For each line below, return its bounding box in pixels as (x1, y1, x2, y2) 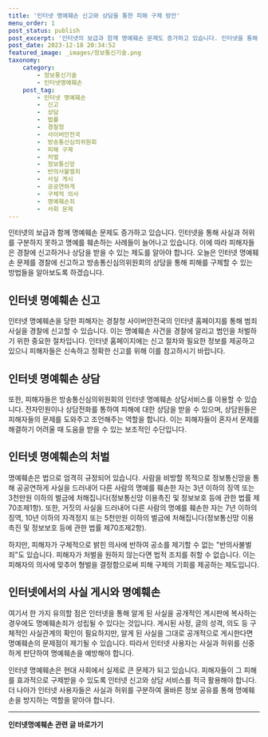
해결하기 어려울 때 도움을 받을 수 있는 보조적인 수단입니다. (8, 424, 187, 434)
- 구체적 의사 (37, 189, 79, 198)
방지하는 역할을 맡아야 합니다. (22, 695, 115, 704)
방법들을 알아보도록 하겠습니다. (8, 268, 105, 277)
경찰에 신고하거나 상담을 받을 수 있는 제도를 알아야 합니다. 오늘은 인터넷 (16, 248, 238, 257)
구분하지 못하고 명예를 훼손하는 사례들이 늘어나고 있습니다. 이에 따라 (16, 237, 227, 248)
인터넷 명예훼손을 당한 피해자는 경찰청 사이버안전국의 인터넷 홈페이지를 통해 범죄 (8, 317, 258, 326)
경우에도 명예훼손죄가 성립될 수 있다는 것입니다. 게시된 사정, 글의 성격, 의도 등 (8, 618, 249, 627)
